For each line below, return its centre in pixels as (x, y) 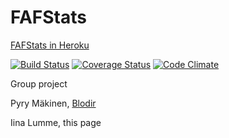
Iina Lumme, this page (56, 122)
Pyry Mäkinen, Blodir (53, 103)
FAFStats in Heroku (50, 45)
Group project (39, 83)
